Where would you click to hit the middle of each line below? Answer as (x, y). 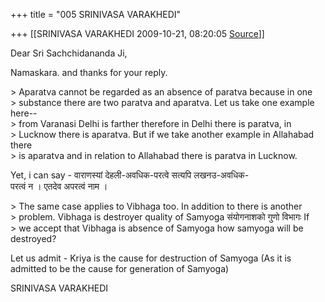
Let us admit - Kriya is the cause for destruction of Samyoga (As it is (151, 258)
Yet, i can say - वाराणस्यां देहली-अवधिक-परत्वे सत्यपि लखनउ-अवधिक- (130, 175)
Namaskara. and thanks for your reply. (89, 72)
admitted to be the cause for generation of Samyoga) (120, 268)
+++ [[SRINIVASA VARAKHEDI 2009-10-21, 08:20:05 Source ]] (137, 33)
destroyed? (33, 238)
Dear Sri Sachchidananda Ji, (69, 53)
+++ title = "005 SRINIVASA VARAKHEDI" (96, 14)
